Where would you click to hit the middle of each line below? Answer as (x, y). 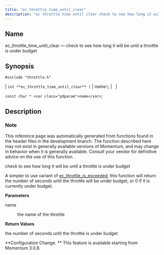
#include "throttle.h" (28, 78)
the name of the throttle (41, 214)
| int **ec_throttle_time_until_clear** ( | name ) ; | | (61, 86)
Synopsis (20, 66)
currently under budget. (29, 186)
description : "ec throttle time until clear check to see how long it (78, 14)
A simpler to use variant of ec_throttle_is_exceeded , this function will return (81, 175)
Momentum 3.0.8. (23, 248)
